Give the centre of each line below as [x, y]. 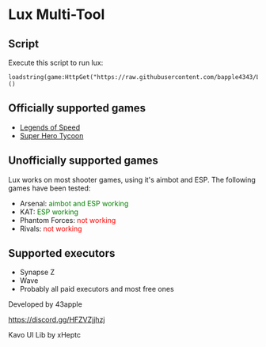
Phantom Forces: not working [68, 220]
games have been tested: [49, 188]
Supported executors [62, 253]
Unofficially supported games [83, 161]
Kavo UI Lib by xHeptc [45, 335]
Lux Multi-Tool [57, 15]
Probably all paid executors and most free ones [97, 289]
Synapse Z [37, 272]
